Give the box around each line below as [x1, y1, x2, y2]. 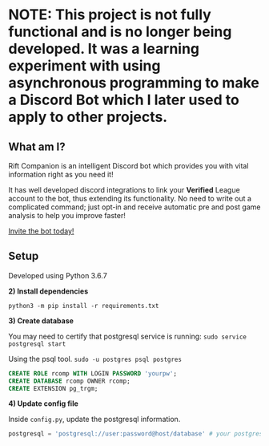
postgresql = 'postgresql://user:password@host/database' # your [8, 430, 231, 438]
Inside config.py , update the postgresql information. [8, 415, 181, 424]
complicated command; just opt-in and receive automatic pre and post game [8, 202, 261, 212]
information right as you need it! [8, 170, 114, 179]
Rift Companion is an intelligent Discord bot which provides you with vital [8, 161, 249, 170]
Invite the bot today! [8, 226, 74, 236]
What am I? [8, 140, 66, 153]
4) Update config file [8, 399, 78, 408]
